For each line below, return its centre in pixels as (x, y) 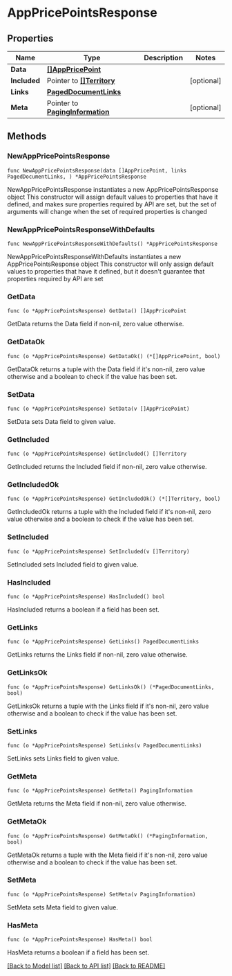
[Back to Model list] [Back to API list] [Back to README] (86, 966)
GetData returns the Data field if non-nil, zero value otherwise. (96, 324)
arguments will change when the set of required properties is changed (107, 211)
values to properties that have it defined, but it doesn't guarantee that (106, 271)
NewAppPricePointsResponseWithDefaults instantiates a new (94, 256)
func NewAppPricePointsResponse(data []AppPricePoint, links (97, 170)
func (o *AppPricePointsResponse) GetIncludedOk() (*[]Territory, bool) (114, 499)
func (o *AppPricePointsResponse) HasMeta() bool (80, 940)
